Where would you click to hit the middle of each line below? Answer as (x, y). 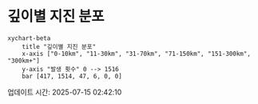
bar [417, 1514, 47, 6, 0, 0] (72, 76)
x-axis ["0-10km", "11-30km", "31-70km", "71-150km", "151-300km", (136, 54)
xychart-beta (29, 38)
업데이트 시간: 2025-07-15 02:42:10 (65, 92)
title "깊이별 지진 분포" (59, 46)
